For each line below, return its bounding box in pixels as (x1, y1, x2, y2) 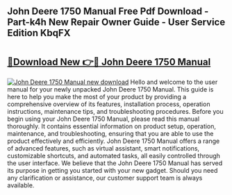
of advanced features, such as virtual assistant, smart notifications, (7, 144, 200, 152)
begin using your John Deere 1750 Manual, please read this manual (7, 115, 200, 123)
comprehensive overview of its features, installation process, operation (7, 100, 210, 108)
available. (7, 181, 35, 189)
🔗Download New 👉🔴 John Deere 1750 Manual (7, 56, 211, 68)
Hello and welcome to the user (130, 78, 218, 86)
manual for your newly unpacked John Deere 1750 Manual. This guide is (7, 85, 214, 93)
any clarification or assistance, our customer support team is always (7, 173, 203, 182)
